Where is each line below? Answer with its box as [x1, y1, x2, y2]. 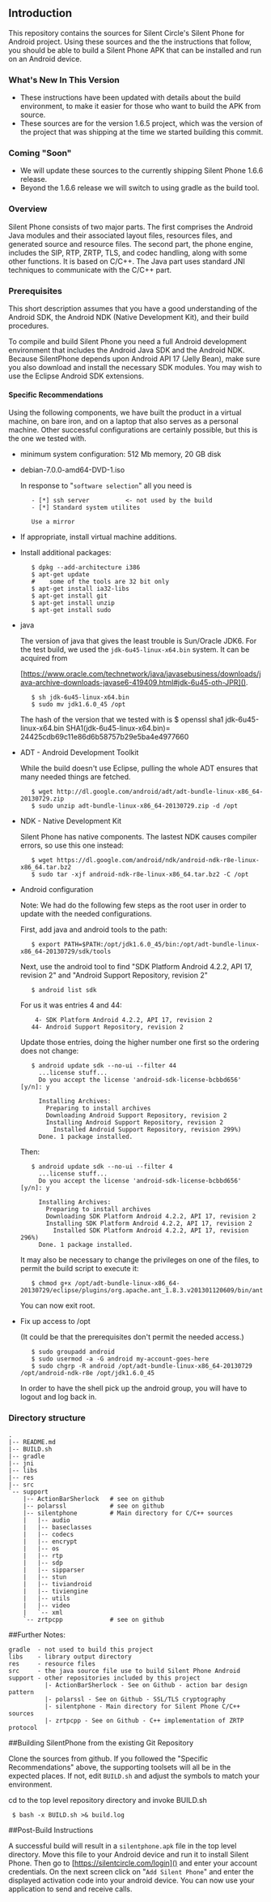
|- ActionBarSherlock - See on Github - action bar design [44, 1680, 248, 1689]
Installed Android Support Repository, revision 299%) [53, 1126, 242, 1134]
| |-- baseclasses [23, 1523, 92, 1531]
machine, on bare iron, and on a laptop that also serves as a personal [8, 416, 239, 426]
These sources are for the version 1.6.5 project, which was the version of [19, 119, 263, 128]
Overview [8, 203, 48, 214]
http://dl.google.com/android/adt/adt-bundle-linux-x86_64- [56, 787, 264, 796]
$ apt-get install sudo [31, 606, 112, 615]
